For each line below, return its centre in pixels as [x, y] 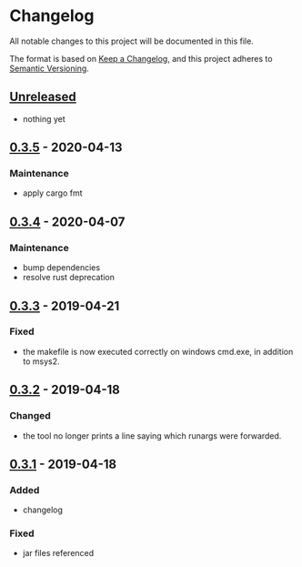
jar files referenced [58, 553]
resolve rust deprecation [69, 278]
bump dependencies [61, 268]
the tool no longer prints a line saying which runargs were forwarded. [152, 435]
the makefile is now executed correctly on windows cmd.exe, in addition [158, 351]
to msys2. [41, 361]
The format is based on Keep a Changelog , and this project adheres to [141, 58]
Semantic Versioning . [49, 68]
